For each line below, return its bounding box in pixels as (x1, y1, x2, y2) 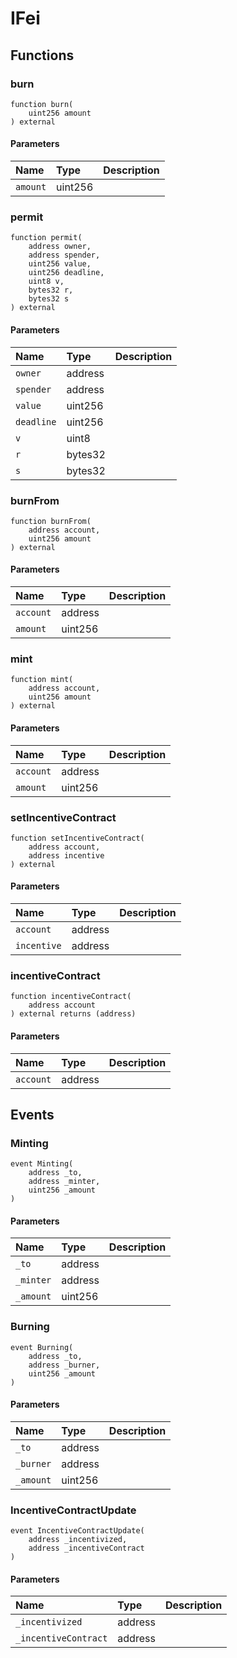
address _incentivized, (28, 1535, 128, 1545)
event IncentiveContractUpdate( (10, 1526, 145, 1536)
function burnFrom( (10, 516, 92, 526)
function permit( (10, 233, 83, 243)
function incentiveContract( (10, 992, 132, 1002)
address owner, (28, 242, 92, 252)
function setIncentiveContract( (10, 833, 145, 843)
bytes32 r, (28, 285, 74, 296)
